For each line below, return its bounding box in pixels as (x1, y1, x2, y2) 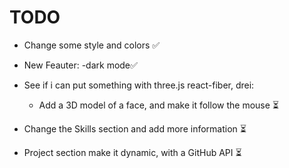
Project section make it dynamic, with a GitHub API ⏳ (23, 146, 242, 158)
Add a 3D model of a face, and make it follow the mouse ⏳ (38, 99, 279, 111)
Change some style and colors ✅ (23, 39, 161, 51)
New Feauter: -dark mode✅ (23, 59, 138, 71)
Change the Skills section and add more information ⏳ (23, 122, 247, 135)
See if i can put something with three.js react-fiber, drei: (23, 79, 255, 91)
